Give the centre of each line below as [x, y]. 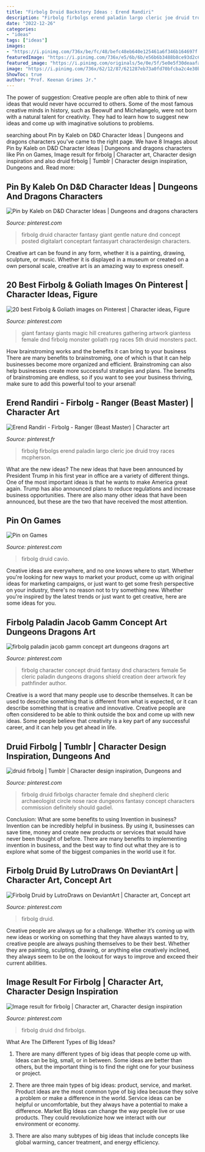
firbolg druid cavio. [45, 559]
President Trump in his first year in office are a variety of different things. [98, 475]
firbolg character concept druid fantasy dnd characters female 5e [104, 670]
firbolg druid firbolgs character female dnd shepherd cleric [95, 794]
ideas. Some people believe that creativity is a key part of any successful [98, 721]
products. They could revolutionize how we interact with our [91, 1117]
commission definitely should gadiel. [67, 807]
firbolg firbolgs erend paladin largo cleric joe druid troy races [98, 451]
